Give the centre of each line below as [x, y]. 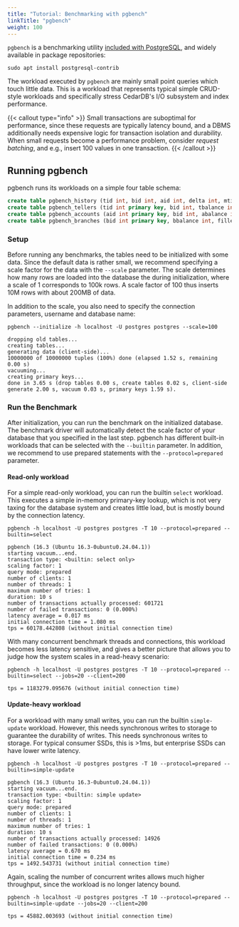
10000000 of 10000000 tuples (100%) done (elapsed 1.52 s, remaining [113, 358]
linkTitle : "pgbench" [39, 21]
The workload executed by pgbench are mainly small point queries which [113, 81]
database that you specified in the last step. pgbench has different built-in [116, 438]
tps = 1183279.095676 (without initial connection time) [94, 689]
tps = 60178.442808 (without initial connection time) [90, 628]
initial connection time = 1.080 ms [62, 622]
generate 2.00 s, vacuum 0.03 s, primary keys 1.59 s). [92, 389]
